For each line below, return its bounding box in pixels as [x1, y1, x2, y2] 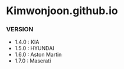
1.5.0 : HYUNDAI [14, 45, 54, 52]
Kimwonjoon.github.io [6, 4, 118, 18]
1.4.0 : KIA [14, 38, 40, 45]
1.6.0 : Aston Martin [14, 51, 62, 58]
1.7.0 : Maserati [14, 57, 51, 64]
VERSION [6, 25, 34, 34]
